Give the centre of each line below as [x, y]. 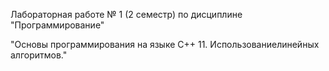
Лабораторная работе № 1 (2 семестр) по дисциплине [126, 14]
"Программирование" [57, 25]
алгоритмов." [39, 55]
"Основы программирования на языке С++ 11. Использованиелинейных [165, 44]
